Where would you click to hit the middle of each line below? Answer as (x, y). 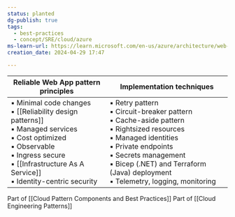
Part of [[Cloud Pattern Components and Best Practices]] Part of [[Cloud (112, 198)
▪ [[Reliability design (44, 111)
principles (57, 91)
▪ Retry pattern (134, 103)
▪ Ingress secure (38, 155)
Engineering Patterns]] (40, 206)
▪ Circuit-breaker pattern (151, 111)
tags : (15, 27)
